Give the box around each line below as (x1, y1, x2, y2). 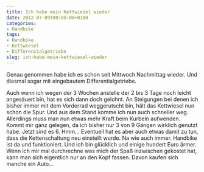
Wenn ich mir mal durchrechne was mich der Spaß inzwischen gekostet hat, (6, 147, 197, 154)
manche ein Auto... (6, 160, 54, 167)
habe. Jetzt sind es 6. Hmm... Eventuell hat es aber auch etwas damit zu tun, (6, 128, 199, 135)
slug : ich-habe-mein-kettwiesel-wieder (6, 54, 108, 60)
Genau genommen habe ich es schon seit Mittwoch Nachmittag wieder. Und (6, 71, 198, 78)
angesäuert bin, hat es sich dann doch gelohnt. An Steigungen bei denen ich (6, 95, 199, 103)
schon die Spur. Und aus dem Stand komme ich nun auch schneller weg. (6, 108, 189, 115)
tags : (6, 32, 20, 38)
